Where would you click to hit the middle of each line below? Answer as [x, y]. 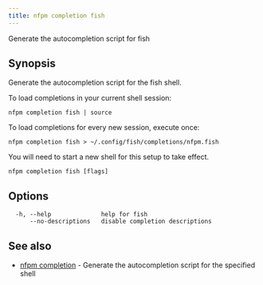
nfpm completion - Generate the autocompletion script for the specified [137, 265]
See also [30, 245]
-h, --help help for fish [82, 215]
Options [29, 196]
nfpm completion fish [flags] [59, 172]
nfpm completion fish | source [60, 113]
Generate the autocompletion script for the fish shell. [95, 83]
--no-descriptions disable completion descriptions [121, 222]
